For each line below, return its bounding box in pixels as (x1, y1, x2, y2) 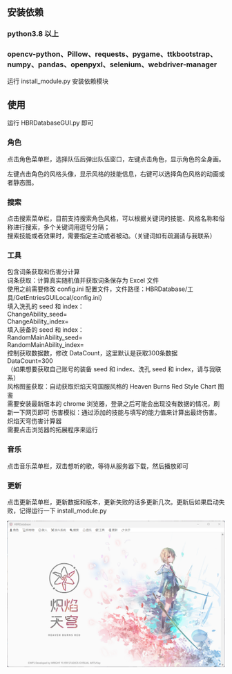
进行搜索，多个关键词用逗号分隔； (12, 223, 110, 231)
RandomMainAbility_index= (7, 341, 84, 349)
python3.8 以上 (7, 29, 59, 39)
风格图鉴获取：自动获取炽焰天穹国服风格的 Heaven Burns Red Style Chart (7, 382, 216, 391)
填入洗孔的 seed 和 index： (7, 302, 84, 310)
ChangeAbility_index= (7, 317, 69, 326)
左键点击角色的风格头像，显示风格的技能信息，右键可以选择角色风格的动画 (7, 169, 219, 178)
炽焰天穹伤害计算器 (7, 417, 62, 425)
